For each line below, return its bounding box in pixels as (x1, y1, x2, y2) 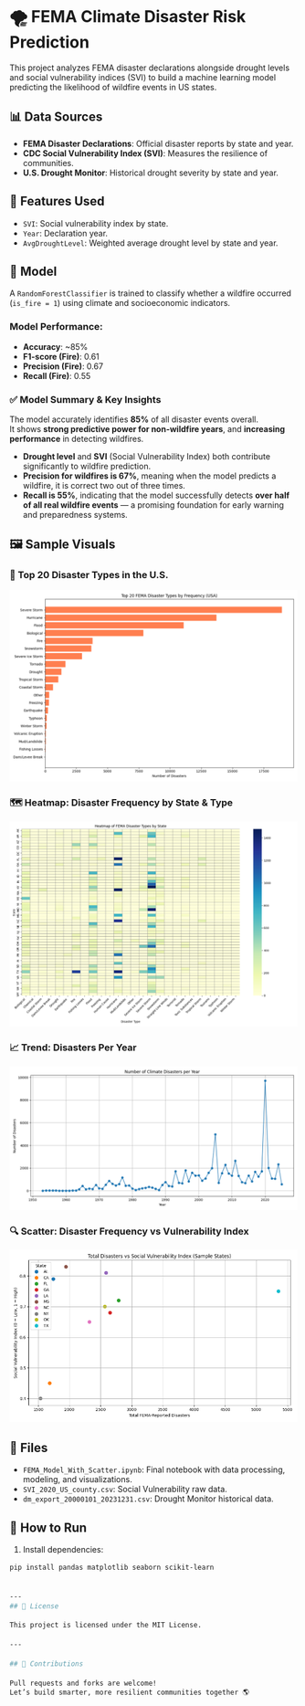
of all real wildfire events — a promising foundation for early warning (22, 499, 285, 511)
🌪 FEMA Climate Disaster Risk (9, 6, 247, 27)
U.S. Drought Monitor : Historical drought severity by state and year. (22, 167, 279, 178)
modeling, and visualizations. (22, 1474, 132, 1485)
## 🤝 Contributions (9, 1659, 84, 1669)
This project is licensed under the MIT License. (9, 1621, 203, 1630)
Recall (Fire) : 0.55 (22, 370, 91, 381)
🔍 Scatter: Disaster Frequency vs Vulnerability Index (9, 1225, 249, 1237)
